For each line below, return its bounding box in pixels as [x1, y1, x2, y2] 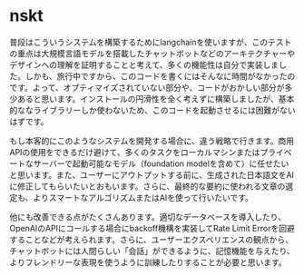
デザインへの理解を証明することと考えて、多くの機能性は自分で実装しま [9, 59, 279, 70]
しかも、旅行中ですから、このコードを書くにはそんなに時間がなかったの [25, 70, 296, 82]
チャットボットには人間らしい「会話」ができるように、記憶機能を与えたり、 [9, 245, 295, 256]
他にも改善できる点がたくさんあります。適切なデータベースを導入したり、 [9, 211, 287, 222]
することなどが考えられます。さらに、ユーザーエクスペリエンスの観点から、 [9, 233, 293, 245]
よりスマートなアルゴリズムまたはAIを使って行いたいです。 [33, 192, 254, 202]
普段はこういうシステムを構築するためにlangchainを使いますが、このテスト [9, 36, 292, 47]
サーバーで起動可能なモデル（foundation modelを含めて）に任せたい [33, 158, 289, 169]
